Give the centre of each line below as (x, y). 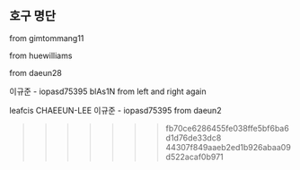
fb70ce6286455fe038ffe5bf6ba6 (227, 128)
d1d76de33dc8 (194, 138)
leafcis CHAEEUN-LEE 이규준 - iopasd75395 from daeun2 (115, 110)
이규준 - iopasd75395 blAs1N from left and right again (108, 91)
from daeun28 (36, 72)
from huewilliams (41, 55)
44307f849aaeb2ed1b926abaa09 (229, 147)
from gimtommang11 (47, 38)
